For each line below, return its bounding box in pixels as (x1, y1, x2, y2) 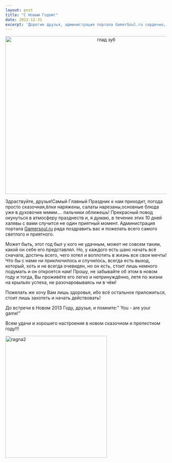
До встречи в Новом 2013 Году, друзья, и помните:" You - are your (5, 305, 151, 311)
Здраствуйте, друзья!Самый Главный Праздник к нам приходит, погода (5, 199, 163, 205)
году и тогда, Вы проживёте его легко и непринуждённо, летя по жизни (5, 274, 163, 280)
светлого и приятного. (5, 231, 54, 237)
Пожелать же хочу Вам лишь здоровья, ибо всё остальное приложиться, (5, 289, 166, 296)
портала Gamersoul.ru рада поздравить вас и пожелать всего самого (5, 226, 158, 232)
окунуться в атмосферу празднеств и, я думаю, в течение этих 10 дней (5, 215, 162, 221)
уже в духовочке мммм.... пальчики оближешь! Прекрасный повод (5, 209, 153, 216)
